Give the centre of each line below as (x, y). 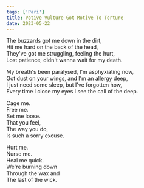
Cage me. (19, 103)
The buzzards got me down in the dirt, (54, 41)
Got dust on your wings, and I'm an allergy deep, (67, 78)
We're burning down (32, 167)
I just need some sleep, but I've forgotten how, (64, 85)
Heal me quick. (25, 161)
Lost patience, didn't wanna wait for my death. (64, 60)
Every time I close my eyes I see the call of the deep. (72, 92)
